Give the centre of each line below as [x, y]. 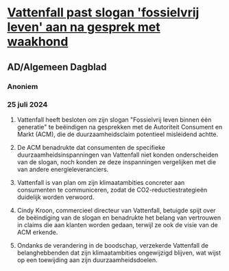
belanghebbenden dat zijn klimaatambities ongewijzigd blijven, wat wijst [119, 253]
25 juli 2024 [27, 105]
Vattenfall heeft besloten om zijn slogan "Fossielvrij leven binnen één [114, 119]
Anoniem [23, 86]
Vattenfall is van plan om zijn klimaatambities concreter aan [101, 182]
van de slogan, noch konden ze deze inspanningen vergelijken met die [117, 162]
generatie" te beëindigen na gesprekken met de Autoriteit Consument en [120, 127]
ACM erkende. [37, 232]
